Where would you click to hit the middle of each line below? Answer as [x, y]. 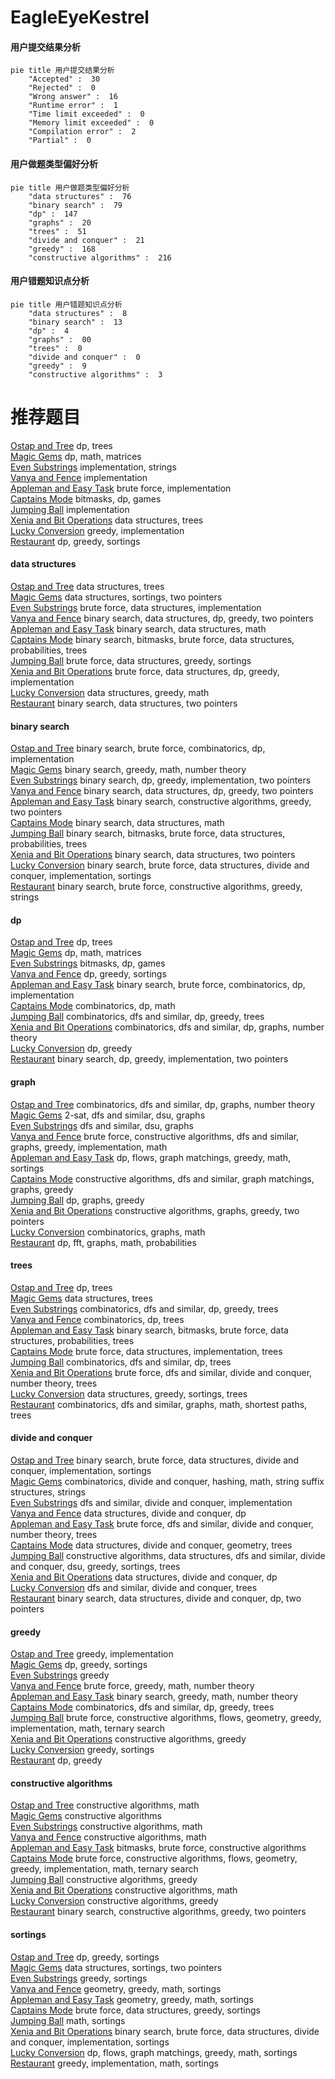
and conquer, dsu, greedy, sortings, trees [95, 1566]
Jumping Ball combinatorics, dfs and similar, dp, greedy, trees [137, 1017]
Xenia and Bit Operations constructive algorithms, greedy [128, 1739]
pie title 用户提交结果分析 [62, 71]
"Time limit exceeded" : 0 [86, 114]
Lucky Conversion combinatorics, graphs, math [108, 1232]
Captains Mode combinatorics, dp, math [93, 1006]
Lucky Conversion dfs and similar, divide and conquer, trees [134, 1587]
